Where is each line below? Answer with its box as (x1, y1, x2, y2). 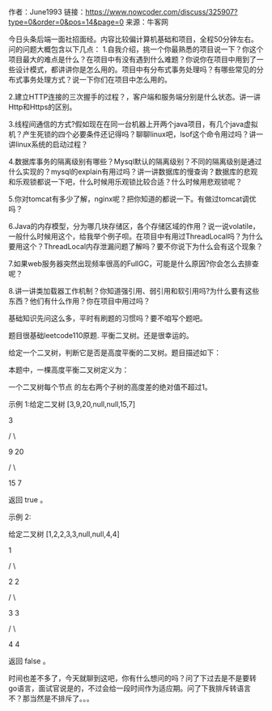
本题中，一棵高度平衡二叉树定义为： (8, 365, 130, 375)
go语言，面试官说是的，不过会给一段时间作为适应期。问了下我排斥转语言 (8, 683, 251, 693)
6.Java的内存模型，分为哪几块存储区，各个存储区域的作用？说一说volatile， (8, 222, 261, 231)
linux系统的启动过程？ (15, 140, 88, 149)
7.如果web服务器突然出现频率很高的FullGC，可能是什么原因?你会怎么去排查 (8, 259, 259, 269)
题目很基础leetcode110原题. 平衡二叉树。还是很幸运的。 (8, 331, 194, 340)
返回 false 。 (8, 656, 50, 666)
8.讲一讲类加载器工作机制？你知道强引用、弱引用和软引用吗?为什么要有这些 (8, 286, 260, 295)
